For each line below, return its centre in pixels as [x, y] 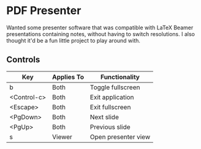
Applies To [68, 77]
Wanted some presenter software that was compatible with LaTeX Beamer [100, 27]
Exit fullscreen [110, 107]
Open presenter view [120, 137]
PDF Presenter [44, 11]
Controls [23, 60]
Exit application [112, 97]
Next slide [104, 117]
